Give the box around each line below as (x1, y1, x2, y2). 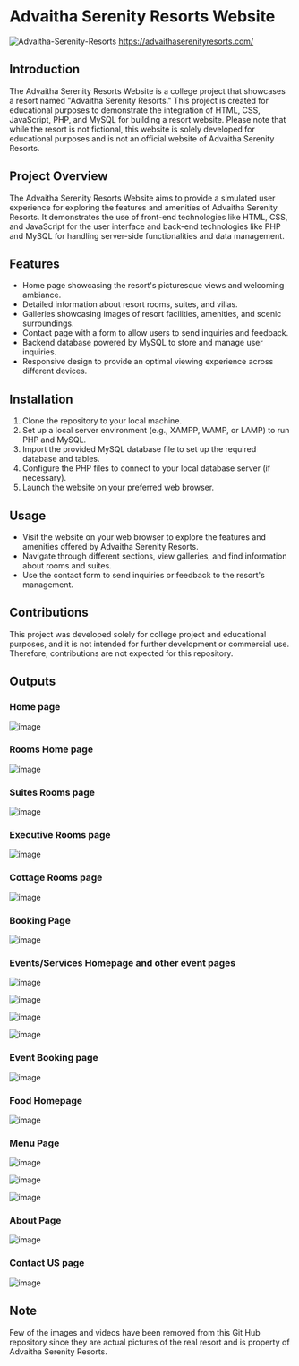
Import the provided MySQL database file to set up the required (21, 444, 257, 455)
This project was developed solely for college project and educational (9, 628, 267, 639)
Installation (9, 391, 73, 406)
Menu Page (9, 1137, 60, 1149)
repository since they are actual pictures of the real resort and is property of (9, 1336, 290, 1347)
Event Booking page (9, 1052, 98, 1064)
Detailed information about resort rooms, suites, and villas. (21, 299, 239, 310)
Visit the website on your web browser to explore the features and (21, 532, 267, 542)
